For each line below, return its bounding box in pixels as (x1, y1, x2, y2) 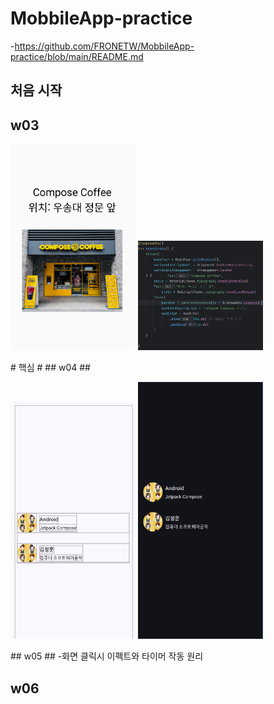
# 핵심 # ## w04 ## (10, 361, 91, 373)
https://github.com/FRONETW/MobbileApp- (14, 40, 195, 52)
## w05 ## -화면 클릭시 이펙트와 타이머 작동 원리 (10, 650, 204, 662)
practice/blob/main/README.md (10, 50, 144, 62)
